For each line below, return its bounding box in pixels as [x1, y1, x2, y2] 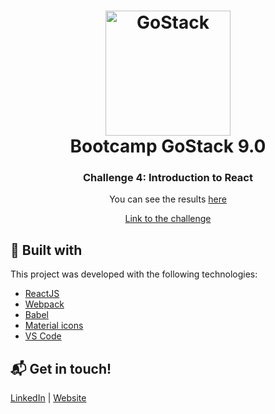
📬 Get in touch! [10, 360, 112, 377]
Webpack [24, 298, 65, 310]
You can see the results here [109, 193, 227, 205]
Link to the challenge [124, 213, 212, 225]
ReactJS [24, 288, 60, 300]
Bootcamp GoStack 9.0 [69, 135, 267, 158]
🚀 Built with [10, 241, 83, 259]
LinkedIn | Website [10, 392, 87, 404]
